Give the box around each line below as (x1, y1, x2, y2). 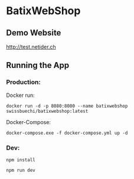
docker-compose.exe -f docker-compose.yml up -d (6, 130, 128, 136)
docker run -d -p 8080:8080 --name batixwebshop (6, 103, 128, 109)
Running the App (6, 60, 70, 70)
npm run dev (6, 167, 35, 173)
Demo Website (6, 28, 61, 38)
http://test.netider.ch (6, 43, 56, 50)
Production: (6, 78, 41, 86)
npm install (6, 157, 35, 163)
